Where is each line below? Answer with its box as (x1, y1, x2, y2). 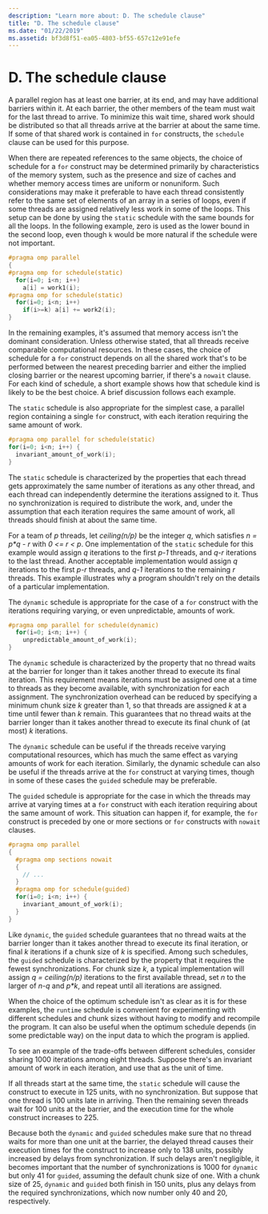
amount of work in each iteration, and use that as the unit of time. (8, 1063, 224, 1072)
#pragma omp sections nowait (15, 855, 113, 864)
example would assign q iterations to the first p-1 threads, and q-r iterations (8, 547, 258, 557)
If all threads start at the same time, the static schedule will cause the (8, 1079, 241, 1088)
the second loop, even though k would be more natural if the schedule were (8, 230, 258, 240)
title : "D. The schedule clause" (8, 19, 120, 27)
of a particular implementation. (8, 582, 110, 591)
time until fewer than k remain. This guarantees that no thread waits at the (8, 709, 252, 719)
